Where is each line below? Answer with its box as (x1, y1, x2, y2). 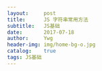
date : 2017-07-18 (7, 28, 75, 36)
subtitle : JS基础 (7, 22, 61, 29)
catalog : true (7, 48, 56, 55)
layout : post (7, 9, 56, 17)
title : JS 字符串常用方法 (7, 16, 88, 23)
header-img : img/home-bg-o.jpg (7, 41, 96, 48)
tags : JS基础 (7, 54, 42, 61)
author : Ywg (7, 35, 53, 42)
